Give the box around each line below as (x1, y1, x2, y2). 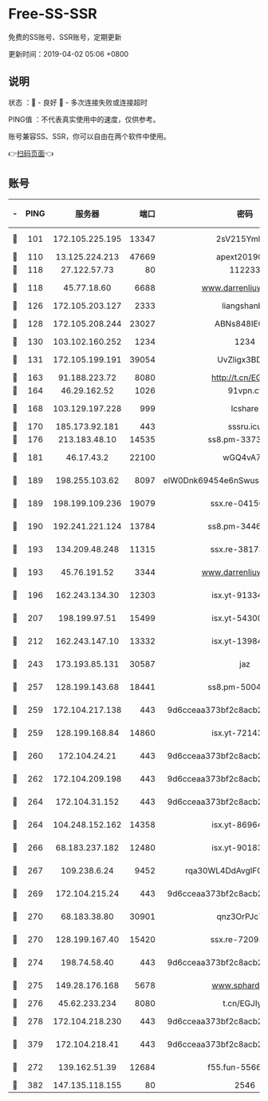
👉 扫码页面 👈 (8, 149, 54, 158)
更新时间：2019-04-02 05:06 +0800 (8, 49, 129, 58)
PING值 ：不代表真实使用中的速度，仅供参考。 (8, 114, 160, 124)
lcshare (231, 402, 259, 414)
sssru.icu (227, 421, 262, 432)
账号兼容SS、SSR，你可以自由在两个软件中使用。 (8, 131, 171, 141)
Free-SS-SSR (8, 5, 97, 23)
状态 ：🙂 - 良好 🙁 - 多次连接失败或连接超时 (8, 97, 148, 107)
